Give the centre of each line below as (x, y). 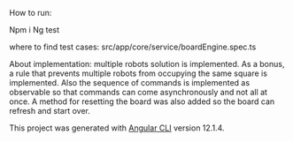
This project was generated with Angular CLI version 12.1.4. (117, 128)
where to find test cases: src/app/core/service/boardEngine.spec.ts (133, 47)
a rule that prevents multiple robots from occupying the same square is (139, 73)
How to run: (31, 13)
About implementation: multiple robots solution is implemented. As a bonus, (147, 64)
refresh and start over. (50, 111)
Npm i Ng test (35, 30)
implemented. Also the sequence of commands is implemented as (130, 82)
